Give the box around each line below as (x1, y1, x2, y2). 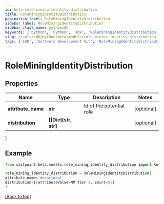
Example (5, 149, 32, 158)
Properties (5, 79, 38, 88)
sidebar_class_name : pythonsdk (5, 25, 69, 30)
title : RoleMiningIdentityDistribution (5, 12, 86, 17)
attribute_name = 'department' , (5, 176, 67, 181)
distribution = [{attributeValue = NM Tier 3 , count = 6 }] (5, 180, 115, 185)
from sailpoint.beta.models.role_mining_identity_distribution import (5, 162, 152, 167)
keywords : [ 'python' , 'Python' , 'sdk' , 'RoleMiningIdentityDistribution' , (5, 30, 161, 35)
